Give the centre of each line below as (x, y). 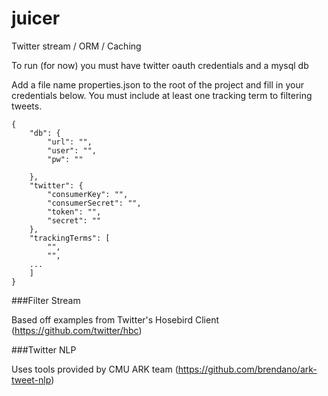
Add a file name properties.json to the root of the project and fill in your (157, 84)
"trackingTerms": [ (70, 238)
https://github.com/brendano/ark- (247, 369)
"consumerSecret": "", (94, 203)
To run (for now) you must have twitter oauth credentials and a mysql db (160, 65)
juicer (36, 18)
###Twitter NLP (44, 349)
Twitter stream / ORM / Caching (76, 46)
